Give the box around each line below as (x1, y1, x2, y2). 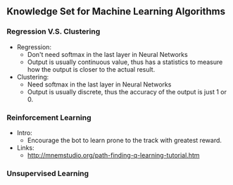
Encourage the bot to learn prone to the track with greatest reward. (27, 136, 222, 144)
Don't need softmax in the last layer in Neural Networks (27, 50, 188, 58)
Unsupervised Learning (6, 168, 89, 178)
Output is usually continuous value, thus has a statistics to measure (27, 58, 223, 66)
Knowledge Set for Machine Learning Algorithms (6, 6, 226, 18)
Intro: (16, 128, 32, 136)
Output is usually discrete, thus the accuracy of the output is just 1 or (27, 87, 227, 96)
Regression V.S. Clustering (6, 27, 101, 37)
